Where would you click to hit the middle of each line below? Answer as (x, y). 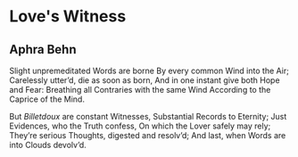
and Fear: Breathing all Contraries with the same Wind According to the (140, 90)
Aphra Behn (43, 50)
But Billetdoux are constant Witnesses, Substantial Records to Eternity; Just (148, 116)
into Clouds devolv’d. (48, 145)
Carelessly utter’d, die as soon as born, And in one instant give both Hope (145, 80)
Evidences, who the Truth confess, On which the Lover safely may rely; (140, 126)
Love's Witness (68, 17)
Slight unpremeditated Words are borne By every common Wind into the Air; (149, 70)
